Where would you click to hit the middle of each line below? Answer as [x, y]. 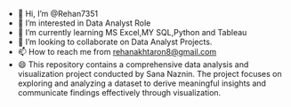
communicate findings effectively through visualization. [119, 92]
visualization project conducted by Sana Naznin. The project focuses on [150, 74]
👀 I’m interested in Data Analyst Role [84, 23]
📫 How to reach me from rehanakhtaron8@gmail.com [117, 52]
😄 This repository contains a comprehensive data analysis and [133, 65]
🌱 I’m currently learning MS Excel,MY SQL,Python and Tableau [132, 32]
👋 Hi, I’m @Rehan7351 [58, 14]
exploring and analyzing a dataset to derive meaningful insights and [142, 83]
